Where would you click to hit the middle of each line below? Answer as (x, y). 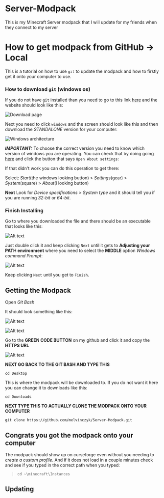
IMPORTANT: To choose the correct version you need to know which (75, 148)
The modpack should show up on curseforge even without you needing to (80, 455)
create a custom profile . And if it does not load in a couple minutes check (79, 460)
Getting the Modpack (38, 290)
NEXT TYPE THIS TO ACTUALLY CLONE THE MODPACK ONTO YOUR (76, 406)
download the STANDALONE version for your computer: (61, 129)
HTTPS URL (17, 346)
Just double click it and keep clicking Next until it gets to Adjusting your (78, 246)
